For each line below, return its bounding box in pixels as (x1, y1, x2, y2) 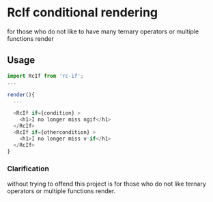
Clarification (7, 164, 50, 173)
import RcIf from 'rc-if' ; (7, 72, 84, 79)
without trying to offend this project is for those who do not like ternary (7, 179, 207, 188)
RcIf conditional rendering (7, 5, 158, 20)
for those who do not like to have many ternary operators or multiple (7, 27, 199, 35)
